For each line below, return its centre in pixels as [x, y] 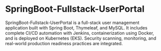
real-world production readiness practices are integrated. [64, 43]
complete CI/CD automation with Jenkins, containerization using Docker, [80, 33]
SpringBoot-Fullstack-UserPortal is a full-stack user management [72, 23]
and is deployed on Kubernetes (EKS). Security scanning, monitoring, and [81, 38]
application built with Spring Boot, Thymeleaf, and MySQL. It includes [77, 27]
